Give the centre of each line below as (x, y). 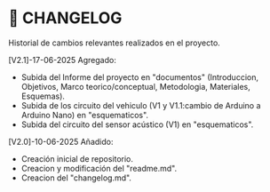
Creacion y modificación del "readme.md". (99, 168)
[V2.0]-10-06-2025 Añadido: (61, 141)
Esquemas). (43, 96)
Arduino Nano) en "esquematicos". (84, 115)
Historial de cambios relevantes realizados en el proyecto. (115, 43)
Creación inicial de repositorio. (77, 158)
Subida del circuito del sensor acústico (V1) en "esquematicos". (137, 124)
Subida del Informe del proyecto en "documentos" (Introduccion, (140, 77)
